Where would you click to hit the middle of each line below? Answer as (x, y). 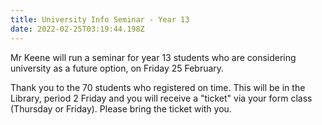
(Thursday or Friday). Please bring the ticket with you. (121, 108)
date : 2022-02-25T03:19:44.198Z (77, 29)
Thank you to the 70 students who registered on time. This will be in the (158, 87)
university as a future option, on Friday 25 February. (117, 68)
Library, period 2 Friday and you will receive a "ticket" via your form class (161, 98)
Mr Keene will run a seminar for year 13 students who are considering (153, 57)
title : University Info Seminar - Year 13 (100, 19)
